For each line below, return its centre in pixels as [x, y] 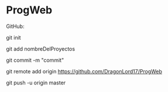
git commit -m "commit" [35, 60]
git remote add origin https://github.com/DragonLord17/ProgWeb [84, 71]
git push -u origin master [36, 83]
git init [14, 37]
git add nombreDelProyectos [40, 49]
